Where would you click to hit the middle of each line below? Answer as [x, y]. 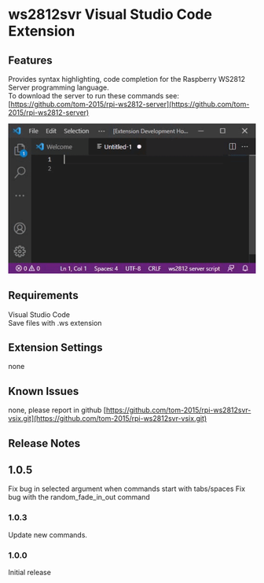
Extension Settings [55, 347]
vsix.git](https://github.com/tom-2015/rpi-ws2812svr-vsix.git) [108, 419]
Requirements [43, 295]
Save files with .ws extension [55, 323]
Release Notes [44, 443]
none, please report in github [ [57, 410]
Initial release [29, 572]
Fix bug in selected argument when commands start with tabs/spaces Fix [127, 489]
